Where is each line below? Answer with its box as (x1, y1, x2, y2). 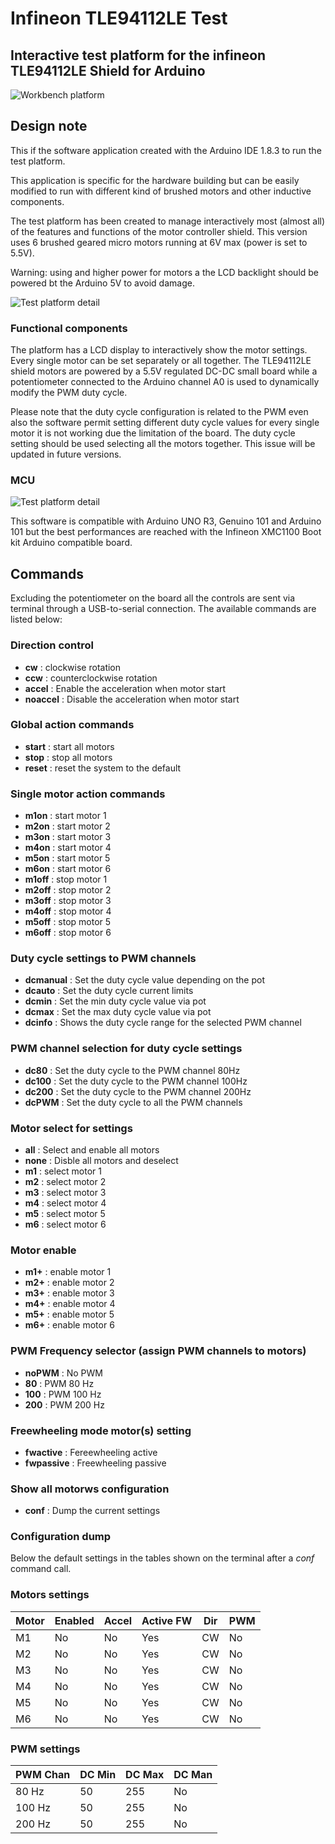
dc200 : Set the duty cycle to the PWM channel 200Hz (24, 1085, 252, 1097)
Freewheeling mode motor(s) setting (10, 1423, 192, 1437)
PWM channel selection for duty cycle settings (10, 1042, 243, 1056)
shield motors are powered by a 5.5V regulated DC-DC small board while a (10, 365, 318, 377)
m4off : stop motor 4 (24, 905, 112, 917)
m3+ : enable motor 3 (24, 1287, 115, 1299)
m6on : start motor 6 (24, 863, 112, 875)
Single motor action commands (10, 787, 166, 801)
